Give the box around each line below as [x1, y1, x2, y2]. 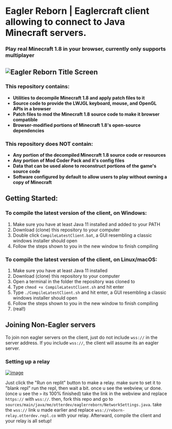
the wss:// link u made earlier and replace [5, 407, 94, 413]
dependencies [12, 127, 45, 134]
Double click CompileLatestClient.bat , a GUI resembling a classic [12, 232, 152, 238]
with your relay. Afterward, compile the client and [57, 413, 161, 419]
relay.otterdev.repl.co [5, 414, 56, 419]
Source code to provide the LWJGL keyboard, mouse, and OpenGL [12, 100, 157, 106]
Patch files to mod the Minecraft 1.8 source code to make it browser [12, 111, 160, 117]
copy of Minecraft [12, 179, 52, 185]
